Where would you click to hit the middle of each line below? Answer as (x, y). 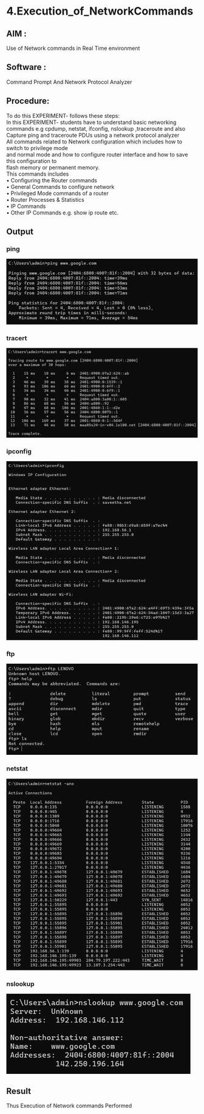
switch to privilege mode (37, 148)
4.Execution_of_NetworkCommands (100, 11)
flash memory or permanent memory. (53, 167)
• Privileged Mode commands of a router (58, 193)
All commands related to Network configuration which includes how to (94, 142)
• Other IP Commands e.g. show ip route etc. (63, 212)
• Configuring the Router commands (52, 180)
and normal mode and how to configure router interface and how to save (97, 154)
